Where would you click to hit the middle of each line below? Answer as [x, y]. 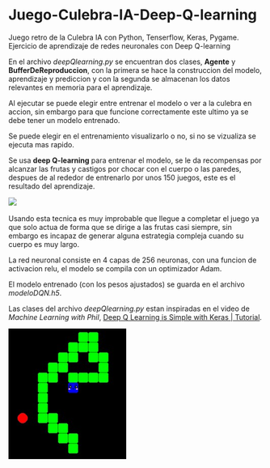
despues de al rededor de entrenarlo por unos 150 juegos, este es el [122, 177]
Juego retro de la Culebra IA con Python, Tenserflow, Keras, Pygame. [124, 37]
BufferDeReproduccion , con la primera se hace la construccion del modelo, [135, 70]
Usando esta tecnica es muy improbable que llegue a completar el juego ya [134, 218]
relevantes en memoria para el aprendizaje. [80, 87]
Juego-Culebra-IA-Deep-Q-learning [133, 15]
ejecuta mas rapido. [41, 144]
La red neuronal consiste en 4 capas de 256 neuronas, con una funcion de [133, 260]
